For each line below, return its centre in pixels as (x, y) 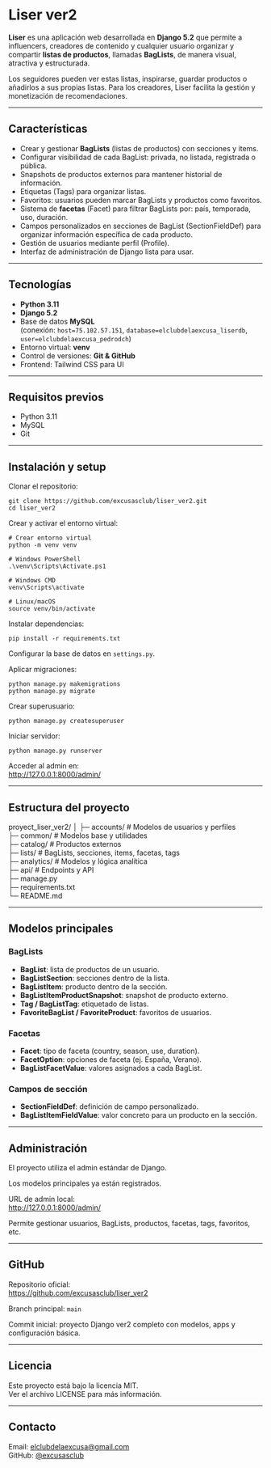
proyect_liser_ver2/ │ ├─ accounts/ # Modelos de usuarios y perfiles (122, 827)
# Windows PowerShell (45, 560)
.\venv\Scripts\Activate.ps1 (57, 567)
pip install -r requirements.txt (65, 639)
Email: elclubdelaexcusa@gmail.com (69, 1446)
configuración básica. (44, 1333)
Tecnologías (40, 285)
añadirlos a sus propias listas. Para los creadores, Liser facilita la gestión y (132, 87)
